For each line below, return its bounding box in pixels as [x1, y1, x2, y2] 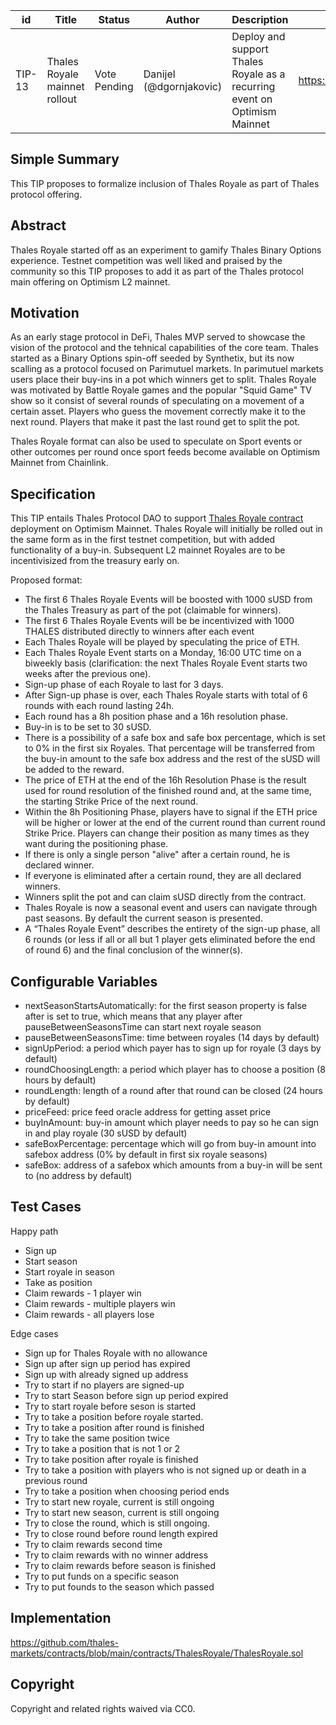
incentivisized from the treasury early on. [10, 555, 180, 567]
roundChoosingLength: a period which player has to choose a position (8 [24, 1064, 326, 1076]
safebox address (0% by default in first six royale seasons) [24, 1149, 268, 1161]
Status [98, 13, 130, 26]
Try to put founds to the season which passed [24, 1580, 215, 1593]
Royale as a [231, 67, 286, 81]
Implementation [10, 1610, 112, 1627]
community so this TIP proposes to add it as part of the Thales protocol [10, 265, 304, 277]
